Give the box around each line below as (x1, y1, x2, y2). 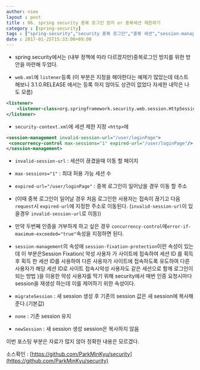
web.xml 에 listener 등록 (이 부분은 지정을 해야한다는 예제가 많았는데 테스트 (14, 74, 189, 80)
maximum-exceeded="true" (14, 231, 77, 237)
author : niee (6, 8, 39, 15)
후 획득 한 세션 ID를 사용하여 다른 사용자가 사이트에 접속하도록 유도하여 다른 (14, 258, 190, 265)
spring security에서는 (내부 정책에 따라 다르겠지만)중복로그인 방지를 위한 (14, 54, 185, 60)
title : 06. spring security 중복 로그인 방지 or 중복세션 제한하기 (6, 20, 161, 26)
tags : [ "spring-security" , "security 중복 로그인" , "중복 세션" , (6, 31, 158, 37)
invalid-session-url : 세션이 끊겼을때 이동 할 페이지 (14, 157, 139, 164)
